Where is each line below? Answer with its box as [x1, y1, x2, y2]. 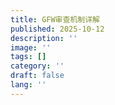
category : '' [10, 61, 65, 71]
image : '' [10, 42, 52, 53]
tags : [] [10, 52, 47, 62]
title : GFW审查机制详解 [10, 14, 100, 25]
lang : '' [10, 80, 47, 90]
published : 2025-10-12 [10, 24, 105, 34]
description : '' [10, 33, 78, 43]
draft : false [10, 71, 65, 81]
